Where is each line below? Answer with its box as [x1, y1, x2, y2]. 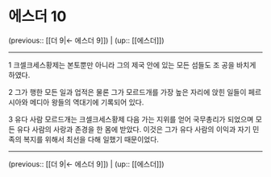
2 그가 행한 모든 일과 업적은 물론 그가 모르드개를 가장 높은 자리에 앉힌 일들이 [8, 87, 247, 97]
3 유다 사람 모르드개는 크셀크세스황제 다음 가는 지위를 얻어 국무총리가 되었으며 [8, 114, 254, 124]
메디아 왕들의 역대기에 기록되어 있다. [29, 97, 144, 107]
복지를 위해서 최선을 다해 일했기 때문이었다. [23, 134, 160, 144]
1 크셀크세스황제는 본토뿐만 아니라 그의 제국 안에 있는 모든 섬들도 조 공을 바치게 [8, 60, 256, 69]
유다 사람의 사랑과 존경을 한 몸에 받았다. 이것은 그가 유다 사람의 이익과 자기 [16, 124, 252, 134]
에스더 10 [8, 7, 67, 26]
